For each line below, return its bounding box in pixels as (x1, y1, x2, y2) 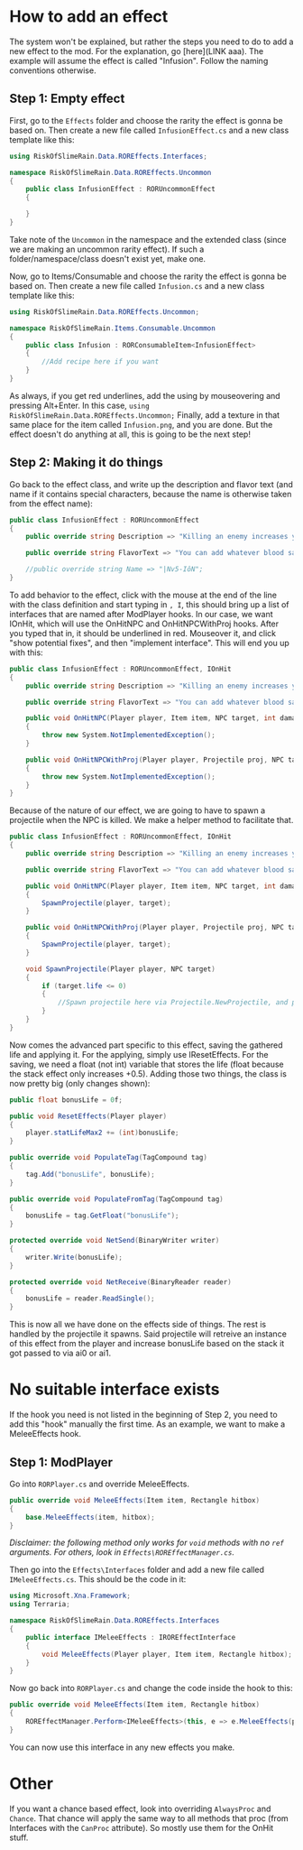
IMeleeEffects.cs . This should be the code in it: (9, 1574, 187, 1585)
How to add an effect (9, 6, 169, 27)
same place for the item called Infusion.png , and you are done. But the (9, 419, 273, 430)
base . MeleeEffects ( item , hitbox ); (25, 1512, 155, 1522)
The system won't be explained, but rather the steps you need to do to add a (9, 36, 294, 47)
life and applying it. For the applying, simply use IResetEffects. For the (9, 1049, 269, 1059)
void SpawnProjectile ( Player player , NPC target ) (25, 964, 216, 974)
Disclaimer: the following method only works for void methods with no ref (9, 1537, 284, 1549)
